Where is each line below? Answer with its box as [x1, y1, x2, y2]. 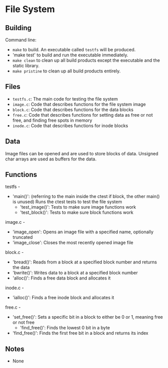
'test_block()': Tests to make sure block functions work [20, 210, 134, 216]
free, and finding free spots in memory [12, 117, 93, 123]
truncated [12, 234, 33, 240]
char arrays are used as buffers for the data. [5, 156, 97, 162]
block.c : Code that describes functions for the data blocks [12, 107, 134, 113]
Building [5, 24, 32, 32]
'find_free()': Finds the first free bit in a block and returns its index [12, 330, 149, 336]
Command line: [5, 37, 37, 43]
